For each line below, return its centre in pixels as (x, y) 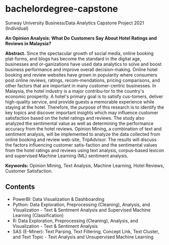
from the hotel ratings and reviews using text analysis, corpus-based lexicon (85, 150)
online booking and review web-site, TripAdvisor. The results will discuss (81, 139)
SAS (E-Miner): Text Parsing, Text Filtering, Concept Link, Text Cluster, (86, 231)
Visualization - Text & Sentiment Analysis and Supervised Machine (81, 210)
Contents (20, 187)
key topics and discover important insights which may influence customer (82, 113)
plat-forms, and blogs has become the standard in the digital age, (73, 58)
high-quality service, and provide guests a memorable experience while (80, 101)
